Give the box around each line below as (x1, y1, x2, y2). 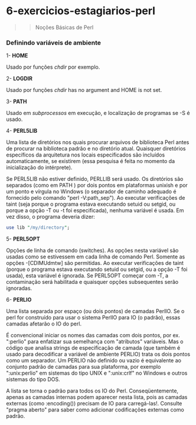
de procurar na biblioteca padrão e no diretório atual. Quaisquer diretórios (6, 145, 186, 152)
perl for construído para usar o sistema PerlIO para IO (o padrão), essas (6, 314, 181, 321)
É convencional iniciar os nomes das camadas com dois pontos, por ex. (6, 332, 180, 339)
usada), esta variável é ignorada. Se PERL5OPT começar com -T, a (6, 272, 169, 279)
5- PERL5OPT (6, 235, 40, 242)
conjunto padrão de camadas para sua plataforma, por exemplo (6, 363, 161, 370)
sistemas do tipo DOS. (6, 376, 60, 383)
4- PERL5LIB (6, 127, 37, 135)
